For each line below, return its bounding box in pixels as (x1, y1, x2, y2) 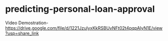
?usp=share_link (5, 30, 39, 36)
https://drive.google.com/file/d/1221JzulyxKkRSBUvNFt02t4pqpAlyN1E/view (5, 25, 163, 31)
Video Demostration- (5, 20, 49, 26)
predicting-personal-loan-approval (5, 3, 155, 15)
